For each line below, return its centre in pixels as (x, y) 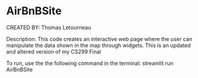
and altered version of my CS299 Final (54, 51)
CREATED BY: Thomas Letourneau (49, 27)
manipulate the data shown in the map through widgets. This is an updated (98, 45)
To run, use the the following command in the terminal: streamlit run (90, 63)
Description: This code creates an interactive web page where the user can (99, 39)
